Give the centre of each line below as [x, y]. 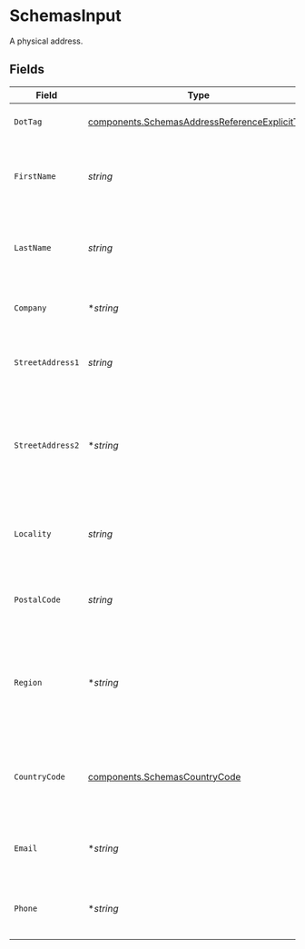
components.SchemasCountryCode [164, 776]
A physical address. [46, 41]
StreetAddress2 [47, 445]
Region [28, 682]
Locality [33, 534]
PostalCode [37, 599]
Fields [27, 69]
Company [30, 308]
